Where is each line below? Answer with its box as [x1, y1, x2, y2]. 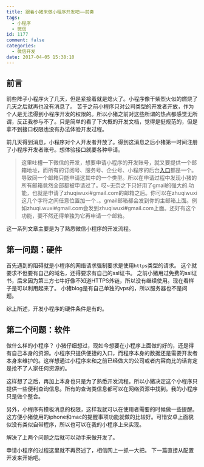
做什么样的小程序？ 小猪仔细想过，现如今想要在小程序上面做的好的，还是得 [6, 342, 194, 349]
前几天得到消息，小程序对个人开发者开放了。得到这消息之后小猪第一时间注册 [6, 138, 198, 146]
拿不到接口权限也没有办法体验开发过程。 [6, 126, 107, 133]
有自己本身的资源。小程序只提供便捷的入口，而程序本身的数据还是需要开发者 [6, 350, 198, 357]
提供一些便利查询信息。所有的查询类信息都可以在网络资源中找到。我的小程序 [6, 385, 198, 392]
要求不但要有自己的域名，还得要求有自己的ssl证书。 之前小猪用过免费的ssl [6, 270, 192, 277]
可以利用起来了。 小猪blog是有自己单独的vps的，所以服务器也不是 [16, 285, 182, 292]
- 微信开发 [12, 49, 36, 55]
